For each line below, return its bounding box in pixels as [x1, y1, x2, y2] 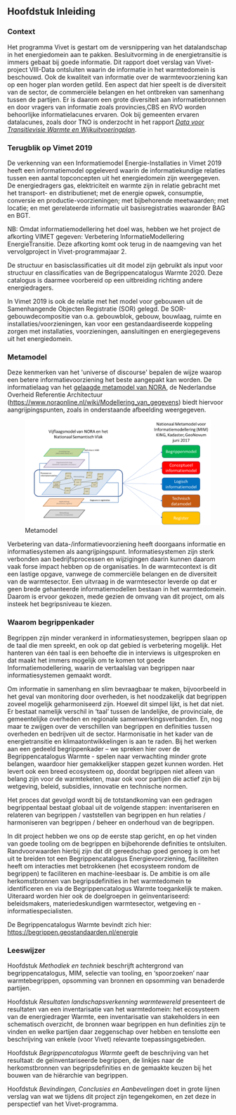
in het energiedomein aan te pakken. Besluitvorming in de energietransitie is [7, 50, 228, 58]
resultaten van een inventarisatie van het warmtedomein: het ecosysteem [7, 1005, 220, 1014]
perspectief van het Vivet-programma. [7, 1099, 118, 1109]
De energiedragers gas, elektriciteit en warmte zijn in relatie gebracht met [7, 181, 221, 190]
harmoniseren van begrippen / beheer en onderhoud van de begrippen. [7, 818, 214, 827]
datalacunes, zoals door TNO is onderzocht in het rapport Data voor [7, 118, 205, 126]
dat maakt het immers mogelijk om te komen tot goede [7, 655, 165, 665]
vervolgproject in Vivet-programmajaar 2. [7, 247, 127, 256]
